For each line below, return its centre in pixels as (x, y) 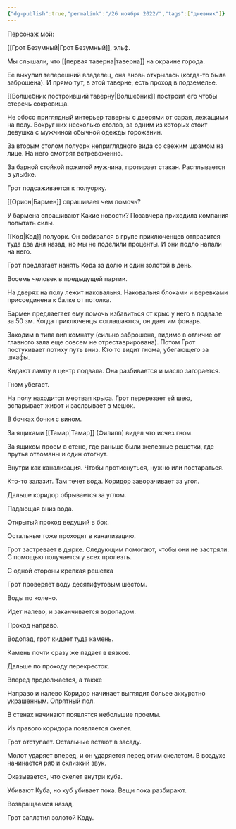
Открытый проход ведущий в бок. (58, 522)
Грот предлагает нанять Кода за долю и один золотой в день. (100, 265)
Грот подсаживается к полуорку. (57, 188)
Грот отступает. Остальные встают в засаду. (75, 742)
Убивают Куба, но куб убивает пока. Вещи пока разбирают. (97, 790)
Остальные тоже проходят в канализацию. (72, 535)
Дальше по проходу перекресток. (58, 666)
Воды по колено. (32, 598)
